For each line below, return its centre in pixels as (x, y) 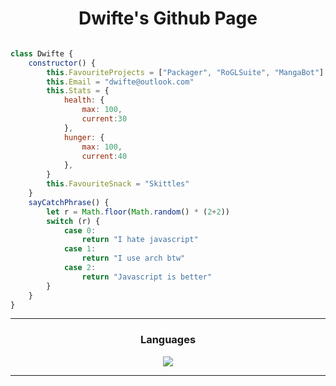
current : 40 (104, 156)
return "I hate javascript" (140, 240)
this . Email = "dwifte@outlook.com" (120, 82)
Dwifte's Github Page (168, 18)
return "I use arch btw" (133, 258)
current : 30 (104, 119)
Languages (168, 340)
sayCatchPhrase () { (69, 202)
